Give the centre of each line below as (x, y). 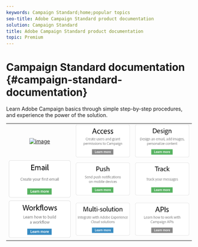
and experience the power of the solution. (57, 115)
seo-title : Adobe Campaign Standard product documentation (80, 19)
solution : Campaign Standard (42, 25)
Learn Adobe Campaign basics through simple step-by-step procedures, (94, 109)
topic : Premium (25, 38)
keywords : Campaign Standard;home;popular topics (68, 12)
